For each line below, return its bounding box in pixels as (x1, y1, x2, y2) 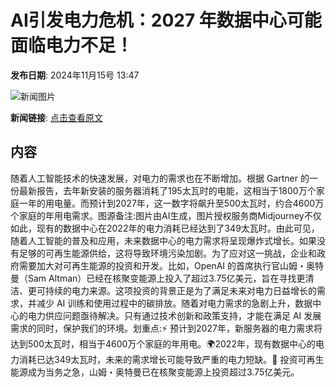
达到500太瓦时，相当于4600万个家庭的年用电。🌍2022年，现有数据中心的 (10, 337, 316, 350)
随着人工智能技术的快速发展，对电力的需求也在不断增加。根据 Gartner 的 (10, 172, 310, 184)
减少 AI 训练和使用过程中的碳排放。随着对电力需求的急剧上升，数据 (36, 297, 313, 309)
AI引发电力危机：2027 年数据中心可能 (10, 9, 322, 32)
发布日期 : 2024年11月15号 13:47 (10, 69, 140, 81)
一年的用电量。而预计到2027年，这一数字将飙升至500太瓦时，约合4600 (18, 197, 316, 209)
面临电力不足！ (10, 34, 134, 57)
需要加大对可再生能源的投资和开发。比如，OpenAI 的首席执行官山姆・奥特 (18, 259, 325, 271)
